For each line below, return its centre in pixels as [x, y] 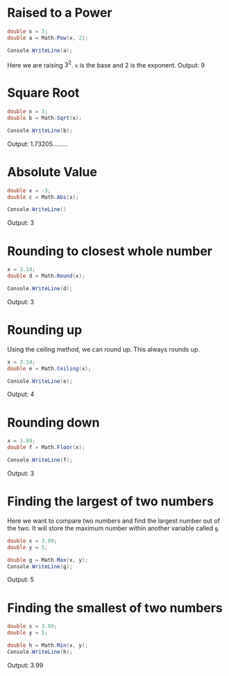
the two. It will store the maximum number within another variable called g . [113, 528]
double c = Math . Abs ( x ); [43, 197]
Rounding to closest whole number [110, 251]
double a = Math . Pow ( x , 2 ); [48, 38]
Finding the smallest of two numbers [115, 608]
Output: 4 [21, 394]
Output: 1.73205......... [38, 143]
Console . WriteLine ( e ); [40, 381]
